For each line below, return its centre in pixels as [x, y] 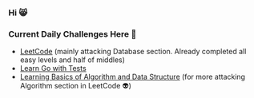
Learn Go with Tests [53, 69]
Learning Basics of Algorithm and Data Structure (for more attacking [133, 77]
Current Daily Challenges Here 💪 [73, 33]
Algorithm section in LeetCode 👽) [76, 86]
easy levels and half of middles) [73, 60]
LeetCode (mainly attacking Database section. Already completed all [133, 52]
